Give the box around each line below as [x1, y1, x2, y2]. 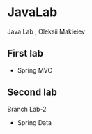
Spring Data [17, 118, 52, 126]
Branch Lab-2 [7, 105, 47, 113]
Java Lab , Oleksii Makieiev [7, 27, 86, 36]
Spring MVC [17, 66, 53, 74]
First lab [7, 47, 44, 59]
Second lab [7, 87, 57, 98]
